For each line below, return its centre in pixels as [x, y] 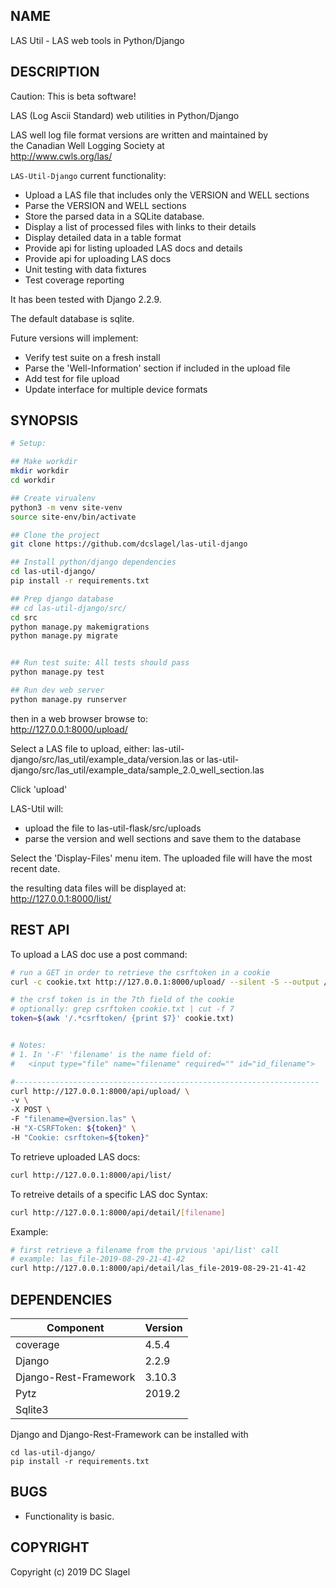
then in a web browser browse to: [79, 718]
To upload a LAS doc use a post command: [99, 954]
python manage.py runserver [69, 699]
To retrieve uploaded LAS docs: [75, 1156]
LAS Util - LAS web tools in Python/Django [97, 40]
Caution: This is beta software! [73, 96]
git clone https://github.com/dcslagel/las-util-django [129, 544]
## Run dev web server [57, 690]
